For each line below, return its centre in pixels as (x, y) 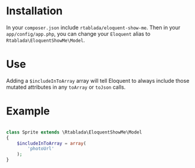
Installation (34, 11)
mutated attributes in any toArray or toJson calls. (66, 87)
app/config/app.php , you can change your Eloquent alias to (78, 33)
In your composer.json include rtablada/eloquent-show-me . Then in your (93, 27)
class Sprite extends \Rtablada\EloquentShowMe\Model (74, 132)
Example (28, 111)
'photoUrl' (41, 149)
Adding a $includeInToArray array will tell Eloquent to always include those (98, 80)
